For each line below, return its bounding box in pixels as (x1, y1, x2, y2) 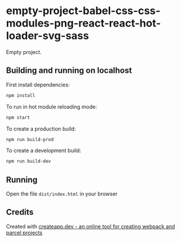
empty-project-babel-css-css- (6, 4, 160, 18)
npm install (6, 92, 35, 98)
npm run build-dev (6, 159, 51, 164)
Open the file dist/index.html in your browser (6, 190, 118, 197)
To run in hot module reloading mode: (6, 103, 97, 110)
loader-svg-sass (6, 29, 89, 42)
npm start (6, 115, 31, 120)
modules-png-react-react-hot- (6, 16, 161, 30)
